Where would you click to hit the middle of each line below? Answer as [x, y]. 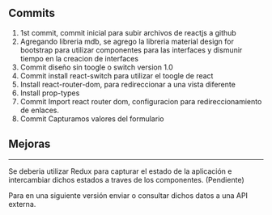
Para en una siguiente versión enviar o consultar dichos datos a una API [128, 195]
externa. [22, 204]
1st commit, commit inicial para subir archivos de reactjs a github [128, 32]
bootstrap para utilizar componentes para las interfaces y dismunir [131, 50]
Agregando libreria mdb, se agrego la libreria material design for [127, 41]
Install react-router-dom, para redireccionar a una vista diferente [128, 84]
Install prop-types [50, 93]
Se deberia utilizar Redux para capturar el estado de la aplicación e [120, 171]
